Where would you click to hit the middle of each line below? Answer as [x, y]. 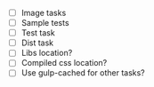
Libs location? [47, 53]
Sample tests [45, 23]
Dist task [37, 43]
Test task [38, 33]
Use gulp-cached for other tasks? [83, 73]
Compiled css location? [64, 63]
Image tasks [44, 13]
